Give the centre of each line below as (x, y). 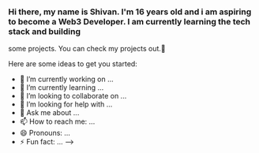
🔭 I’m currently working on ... (66, 79)
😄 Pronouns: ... (45, 133)
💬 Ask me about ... (49, 113)
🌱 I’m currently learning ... (62, 88)
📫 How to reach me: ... (57, 121)
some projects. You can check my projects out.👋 (87, 49)
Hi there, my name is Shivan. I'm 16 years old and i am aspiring (130, 12)
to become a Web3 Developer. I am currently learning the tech (129, 21)
